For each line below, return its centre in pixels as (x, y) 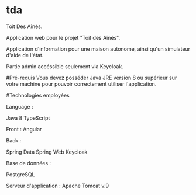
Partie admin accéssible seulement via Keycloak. (65, 66)
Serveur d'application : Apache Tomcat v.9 (58, 186)
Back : (14, 140)
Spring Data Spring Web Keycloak (47, 152)
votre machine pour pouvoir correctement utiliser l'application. (81, 84)
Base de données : (29, 163)
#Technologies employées (38, 95)
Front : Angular (24, 129)
